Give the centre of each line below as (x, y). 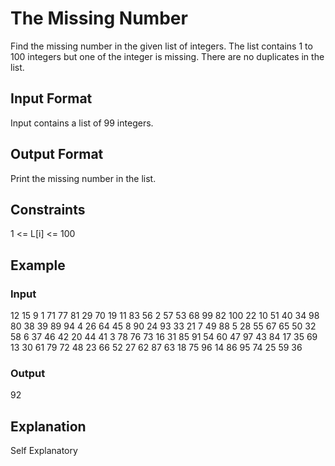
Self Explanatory (44, 451)
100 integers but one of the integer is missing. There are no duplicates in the (167, 56)
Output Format (57, 154)
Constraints (48, 209)
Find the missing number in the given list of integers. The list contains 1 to (161, 46)
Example (38, 265)
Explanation (48, 426)
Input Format (51, 98)
